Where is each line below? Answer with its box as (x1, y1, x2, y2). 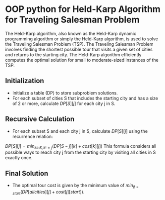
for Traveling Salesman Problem (5, 14, 140, 25)
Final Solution (5, 169, 49, 178)
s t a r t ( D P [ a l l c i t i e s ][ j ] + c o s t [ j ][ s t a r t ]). (12, 189, 85, 196)
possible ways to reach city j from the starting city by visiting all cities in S (5, 149, 156, 155)
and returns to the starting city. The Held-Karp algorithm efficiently (5, 51, 142, 58)
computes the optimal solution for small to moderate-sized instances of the (5, 57, 159, 63)
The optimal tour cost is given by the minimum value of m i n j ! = (12, 183, 139, 190)
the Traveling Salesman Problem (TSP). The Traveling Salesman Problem (5, 41, 154, 47)
